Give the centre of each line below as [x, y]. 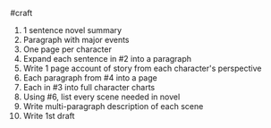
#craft [21, 13]
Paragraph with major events [76, 40]
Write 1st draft [49, 116]
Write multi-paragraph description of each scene [113, 106]
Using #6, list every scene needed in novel [102, 97]
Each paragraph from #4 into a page [90, 78]
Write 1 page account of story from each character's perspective [142, 68]
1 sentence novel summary [72, 30]
